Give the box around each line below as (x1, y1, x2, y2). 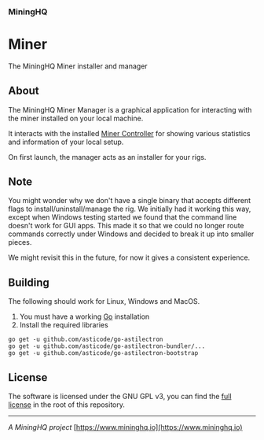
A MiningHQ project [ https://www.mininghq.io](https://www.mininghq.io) (8, 423, 243, 432)
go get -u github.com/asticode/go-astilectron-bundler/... (8, 342, 206, 350)
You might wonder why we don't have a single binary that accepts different (8, 196, 251, 205)
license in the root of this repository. (8, 400, 126, 409)
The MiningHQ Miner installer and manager (8, 61, 148, 71)
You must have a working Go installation (19, 312, 150, 321)
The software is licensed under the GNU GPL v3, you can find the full (8, 392, 232, 401)
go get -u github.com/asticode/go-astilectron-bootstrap (8, 349, 199, 357)
